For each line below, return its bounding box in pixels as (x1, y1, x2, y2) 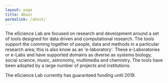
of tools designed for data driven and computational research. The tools (5, 36, 154, 42)
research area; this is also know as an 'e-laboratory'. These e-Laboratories (5, 46, 160, 53)
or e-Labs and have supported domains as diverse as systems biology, (5, 52, 152, 58)
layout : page (5, 7, 33, 13)
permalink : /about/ (5, 17, 46, 22)
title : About (5, 12, 33, 17)
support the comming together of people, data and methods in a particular (5, 41, 159, 47)
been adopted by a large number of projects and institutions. (5, 62, 131, 68)
